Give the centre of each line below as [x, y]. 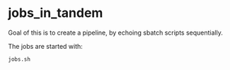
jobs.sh [19, 59]
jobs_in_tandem [56, 13]
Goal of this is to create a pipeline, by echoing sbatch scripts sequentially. [116, 33]
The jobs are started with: [46, 46]
